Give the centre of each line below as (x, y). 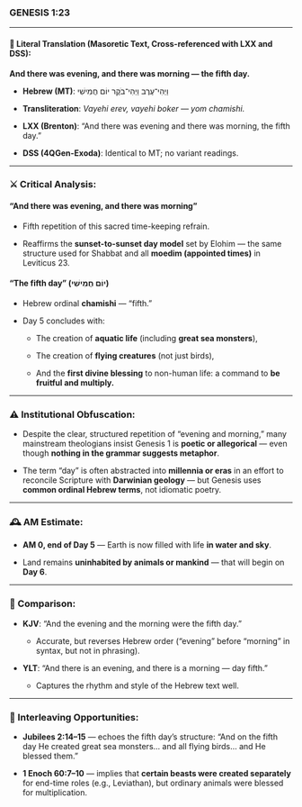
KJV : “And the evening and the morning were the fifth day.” (132, 623)
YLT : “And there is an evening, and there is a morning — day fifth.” (145, 667)
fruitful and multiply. (75, 382)
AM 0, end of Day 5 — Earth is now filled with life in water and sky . (147, 545)
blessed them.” (50, 756)
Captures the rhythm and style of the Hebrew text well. (138, 685)
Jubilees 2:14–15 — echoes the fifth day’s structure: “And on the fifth (150, 737)
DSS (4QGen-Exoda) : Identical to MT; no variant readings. (130, 153)
